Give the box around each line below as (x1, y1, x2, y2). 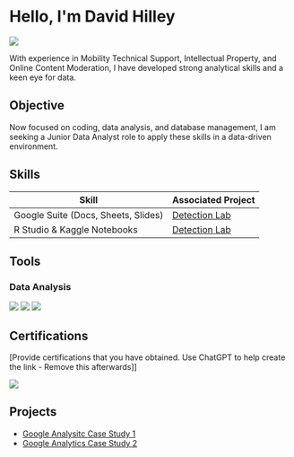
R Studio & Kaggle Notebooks (13, 223, 138, 235)
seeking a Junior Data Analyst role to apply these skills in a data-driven (9, 131, 272, 142)
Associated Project (171, 193, 255, 206)
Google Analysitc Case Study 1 (22, 428, 136, 439)
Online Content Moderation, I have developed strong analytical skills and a (9, 62, 284, 73)
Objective (9, 98, 65, 113)
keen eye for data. (9, 72, 76, 83)
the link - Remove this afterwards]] (9, 362, 137, 373)
